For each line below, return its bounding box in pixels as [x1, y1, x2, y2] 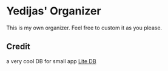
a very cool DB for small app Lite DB [6, 57, 96, 64]
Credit [6, 42, 30, 52]
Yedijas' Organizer [6, 4, 101, 18]
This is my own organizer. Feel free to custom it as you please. [6, 24, 163, 31]
